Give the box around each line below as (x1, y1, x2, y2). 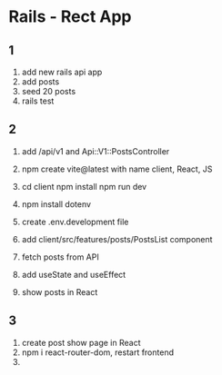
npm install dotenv (21, 198, 92, 210)
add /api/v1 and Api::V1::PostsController (21, 145, 170, 156)
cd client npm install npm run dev (21, 181, 147, 192)
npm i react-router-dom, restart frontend (21, 347, 175, 358)
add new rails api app (21, 66, 103, 77)
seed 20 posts (21, 86, 76, 96)
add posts (21, 76, 60, 87)
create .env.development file (21, 216, 129, 227)
